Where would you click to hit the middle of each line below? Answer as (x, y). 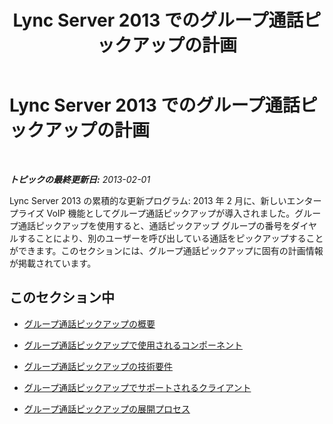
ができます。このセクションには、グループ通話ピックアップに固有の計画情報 (166, 250)
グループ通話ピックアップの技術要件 (98, 366)
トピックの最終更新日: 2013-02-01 (80, 179)
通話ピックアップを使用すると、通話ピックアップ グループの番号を (154, 225)
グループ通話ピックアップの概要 (89, 323)
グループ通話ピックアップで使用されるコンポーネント (133, 345)
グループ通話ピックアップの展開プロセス (107, 408)
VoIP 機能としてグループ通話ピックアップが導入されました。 (171, 213)
